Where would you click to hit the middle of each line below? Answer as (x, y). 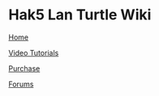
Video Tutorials (34, 52)
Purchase (24, 68)
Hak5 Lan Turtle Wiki (80, 15)
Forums (21, 84)
